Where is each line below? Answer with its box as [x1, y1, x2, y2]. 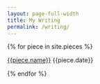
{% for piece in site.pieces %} [7, 43, 93, 51]
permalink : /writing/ [7, 23, 70, 30]
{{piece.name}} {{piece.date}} [7, 56, 94, 64]
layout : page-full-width [7, 10, 79, 17]
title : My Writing [7, 17, 60, 24]
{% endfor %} [7, 69, 47, 78]
